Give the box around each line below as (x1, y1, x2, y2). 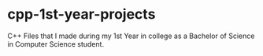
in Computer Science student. (7, 39, 104, 48)
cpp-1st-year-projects (7, 5, 156, 23)
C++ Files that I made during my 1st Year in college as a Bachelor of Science (7, 31, 255, 40)
